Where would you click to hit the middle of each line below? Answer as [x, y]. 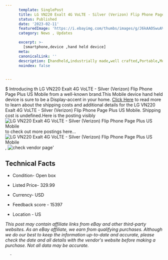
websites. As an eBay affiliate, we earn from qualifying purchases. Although [84, 229]
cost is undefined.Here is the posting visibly [50, 115]
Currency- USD [28, 195]
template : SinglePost [41, 10]
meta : [24, 51]
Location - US [27, 214]
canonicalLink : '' [37, 56]
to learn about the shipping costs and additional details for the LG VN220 [80, 105]
